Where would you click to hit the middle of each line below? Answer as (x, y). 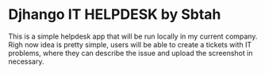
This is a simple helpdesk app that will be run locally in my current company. (133, 36)
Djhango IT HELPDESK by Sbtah (115, 15)
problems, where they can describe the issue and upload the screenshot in (131, 53)
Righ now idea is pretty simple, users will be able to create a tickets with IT (130, 44)
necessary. (27, 61)
